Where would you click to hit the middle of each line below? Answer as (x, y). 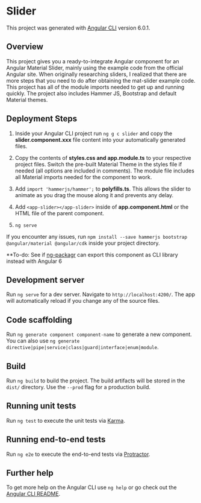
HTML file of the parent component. (59, 213)
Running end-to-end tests (56, 439)
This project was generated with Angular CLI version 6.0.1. (78, 28)
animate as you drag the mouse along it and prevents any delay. (94, 195)
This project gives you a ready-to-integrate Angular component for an (93, 61)
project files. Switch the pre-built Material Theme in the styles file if (98, 164)
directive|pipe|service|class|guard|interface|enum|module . (82, 347)
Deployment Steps (42, 119)
